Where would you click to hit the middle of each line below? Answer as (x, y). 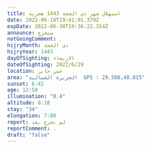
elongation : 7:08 (32, 115)
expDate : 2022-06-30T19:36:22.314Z (58, 26)
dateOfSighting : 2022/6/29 (45, 65)
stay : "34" (23, 109)
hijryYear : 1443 (30, 52)
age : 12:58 (23, 90)
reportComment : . (32, 128)
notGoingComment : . (35, 39)
